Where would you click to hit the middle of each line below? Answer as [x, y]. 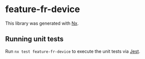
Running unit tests [34, 39]
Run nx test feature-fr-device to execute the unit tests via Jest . [73, 51]
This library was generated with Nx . [42, 23]
